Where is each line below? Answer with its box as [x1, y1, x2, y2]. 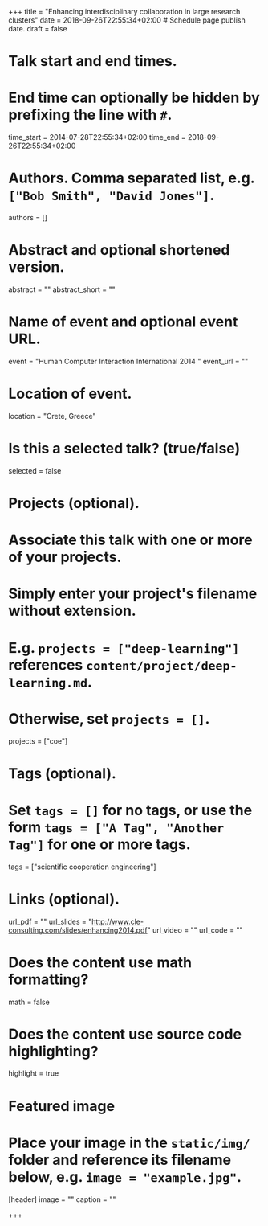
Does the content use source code [8, 1025, 242, 1044]
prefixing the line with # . [8, 106, 173, 124]
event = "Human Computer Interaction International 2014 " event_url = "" [8, 356, 249, 366]
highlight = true [8, 1068, 59, 1078]
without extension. [8, 602, 136, 620]
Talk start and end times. [8, 52, 177, 71]
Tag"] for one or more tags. [8, 835, 191, 853]
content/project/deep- [85, 658, 238, 674]
